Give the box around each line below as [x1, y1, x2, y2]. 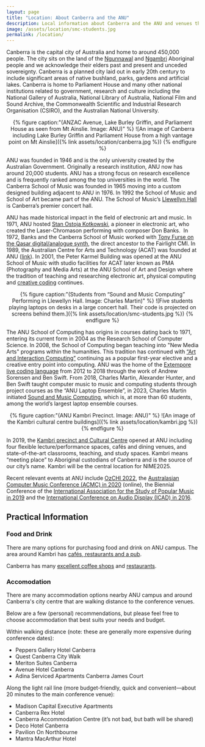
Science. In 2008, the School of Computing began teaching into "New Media [6, 342, 199, 349]
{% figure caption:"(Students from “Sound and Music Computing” [20, 291, 185, 298]
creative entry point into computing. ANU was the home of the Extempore [6, 361, 192, 369]
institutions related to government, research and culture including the [6, 87, 181, 95]
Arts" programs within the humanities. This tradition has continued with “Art [6, 348, 196, 355]
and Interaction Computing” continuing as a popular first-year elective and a [6, 355, 198, 362]
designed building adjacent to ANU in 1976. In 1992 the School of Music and [6, 189, 197, 196]
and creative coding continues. [6, 279, 84, 286]
